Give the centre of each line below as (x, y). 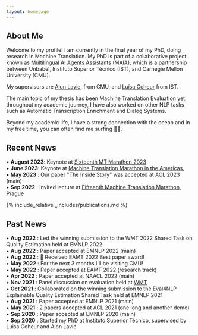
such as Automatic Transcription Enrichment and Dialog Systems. (86, 111)
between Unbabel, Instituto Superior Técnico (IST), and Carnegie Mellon (95, 69)
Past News (26, 224)
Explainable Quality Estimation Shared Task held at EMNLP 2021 (84, 295)
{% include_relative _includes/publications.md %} (67, 205)
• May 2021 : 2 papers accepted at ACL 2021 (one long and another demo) (98, 308)
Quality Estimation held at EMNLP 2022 (54, 245)
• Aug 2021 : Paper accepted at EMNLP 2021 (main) (70, 302)
